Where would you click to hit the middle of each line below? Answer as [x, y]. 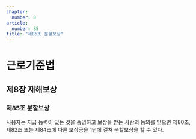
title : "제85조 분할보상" [35, 34]
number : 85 [25, 28]
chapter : [17, 12]
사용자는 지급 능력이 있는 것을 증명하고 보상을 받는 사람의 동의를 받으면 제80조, [98, 122]
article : [17, 23]
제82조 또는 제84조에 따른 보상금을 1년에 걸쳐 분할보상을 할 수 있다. [85, 130]
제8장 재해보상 [32, 90]
